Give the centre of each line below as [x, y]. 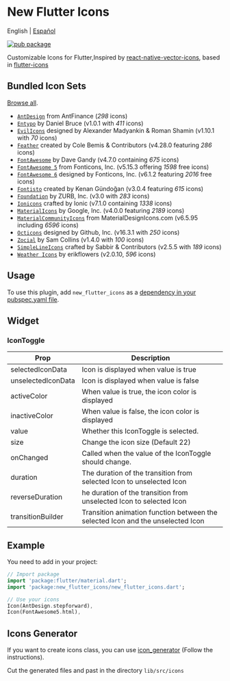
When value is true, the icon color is [139, 392]
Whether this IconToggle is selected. [140, 431]
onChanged [29, 458]
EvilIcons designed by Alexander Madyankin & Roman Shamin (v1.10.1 [115, 130]
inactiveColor [32, 416]
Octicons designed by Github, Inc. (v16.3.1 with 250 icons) [98, 232]
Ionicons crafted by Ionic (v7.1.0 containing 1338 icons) [94, 203]
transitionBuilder [37, 517]
